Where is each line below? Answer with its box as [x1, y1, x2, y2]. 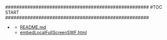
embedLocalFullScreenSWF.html [19, 30, 87, 35]
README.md [19, 24, 46, 30]
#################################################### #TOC [5, 4, 163, 10]
